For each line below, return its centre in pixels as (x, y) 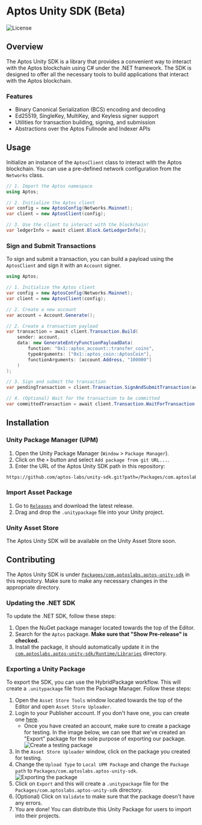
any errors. (29, 803)
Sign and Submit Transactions (51, 246)
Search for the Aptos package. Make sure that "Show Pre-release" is (101, 634)
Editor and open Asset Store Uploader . (63, 707)
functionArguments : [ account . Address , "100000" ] (90, 360)
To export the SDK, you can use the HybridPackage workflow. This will (94, 682)
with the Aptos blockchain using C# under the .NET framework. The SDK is (99, 68)
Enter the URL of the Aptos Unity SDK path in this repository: (90, 466)
